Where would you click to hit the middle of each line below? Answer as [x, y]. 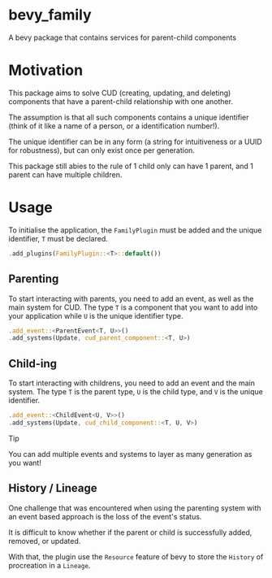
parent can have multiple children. [65, 174]
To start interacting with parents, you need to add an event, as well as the [131, 298]
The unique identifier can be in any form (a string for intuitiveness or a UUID [135, 141]
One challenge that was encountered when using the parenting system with [135, 508]
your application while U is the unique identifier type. [96, 315]
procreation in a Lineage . [50, 565]
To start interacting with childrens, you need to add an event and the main [132, 383]
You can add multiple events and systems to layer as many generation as [130, 454]
